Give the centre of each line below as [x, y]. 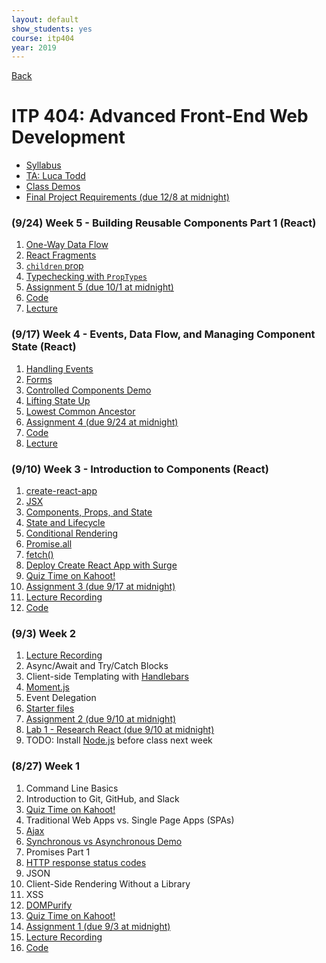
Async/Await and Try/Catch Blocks [97, 666]
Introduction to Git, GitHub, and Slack [102, 798]
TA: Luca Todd [55, 176]
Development [68, 137]
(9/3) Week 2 [44, 633]
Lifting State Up [58, 400]
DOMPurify [49, 905]
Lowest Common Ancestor [80, 411]
